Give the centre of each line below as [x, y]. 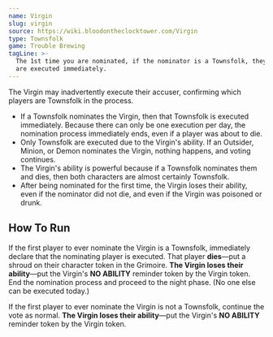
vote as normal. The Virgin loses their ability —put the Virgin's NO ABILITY [134, 315]
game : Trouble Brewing [47, 46]
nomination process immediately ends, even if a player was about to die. [141, 133]
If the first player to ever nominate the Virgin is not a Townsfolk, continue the [136, 306]
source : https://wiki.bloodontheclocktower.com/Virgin [103, 31]
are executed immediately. [61, 69]
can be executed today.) [49, 291]
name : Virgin [30, 16]
